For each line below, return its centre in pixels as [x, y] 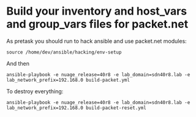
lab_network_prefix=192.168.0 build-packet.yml [68, 80]
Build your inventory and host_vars [97, 11]
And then [18, 63]
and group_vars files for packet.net [97, 24]
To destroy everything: [35, 91]
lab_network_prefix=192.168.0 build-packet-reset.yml [77, 108]
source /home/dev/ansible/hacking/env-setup [64, 52]
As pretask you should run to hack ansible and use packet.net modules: [96, 41]
